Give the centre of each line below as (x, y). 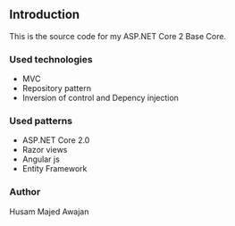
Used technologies (51, 59)
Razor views (45, 150)
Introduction (45, 15)
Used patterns (41, 121)
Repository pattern (57, 88)
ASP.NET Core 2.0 (56, 140)
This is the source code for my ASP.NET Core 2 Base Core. (117, 36)
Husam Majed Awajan (49, 211)
